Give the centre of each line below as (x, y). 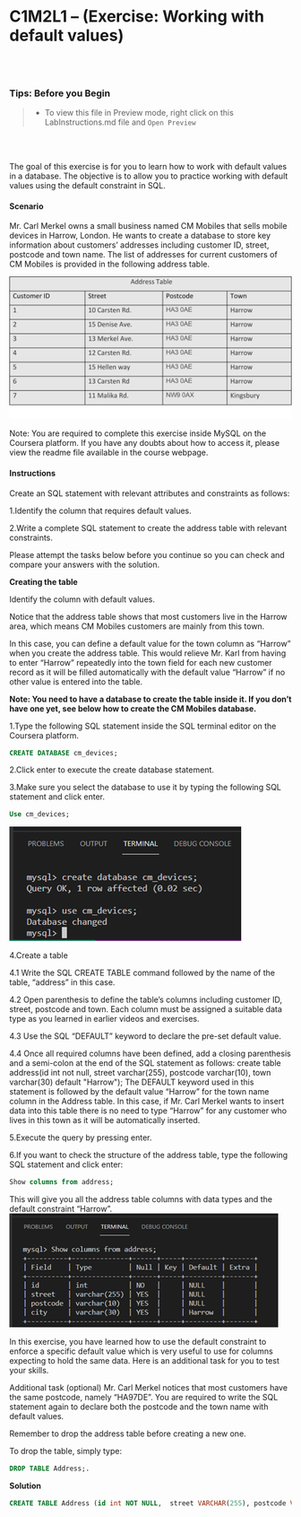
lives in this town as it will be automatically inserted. (105, 1120)
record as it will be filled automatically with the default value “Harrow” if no (147, 672)
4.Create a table (39, 955)
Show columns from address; (62, 1182)
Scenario (26, 206)
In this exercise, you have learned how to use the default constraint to (138, 1342)
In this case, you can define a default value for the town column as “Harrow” (150, 643)
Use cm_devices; (39, 815)
